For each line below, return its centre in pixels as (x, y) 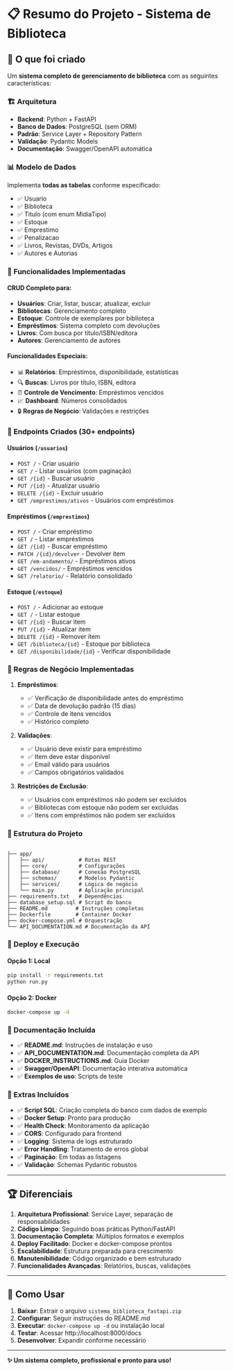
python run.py (28, 982)
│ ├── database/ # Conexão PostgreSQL (74, 872)
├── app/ (20, 854)
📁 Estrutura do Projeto (45, 833)
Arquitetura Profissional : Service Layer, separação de (95, 1214)
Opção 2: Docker (32, 998)
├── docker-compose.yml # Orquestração (65, 921)
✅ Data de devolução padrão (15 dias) (82, 706)
